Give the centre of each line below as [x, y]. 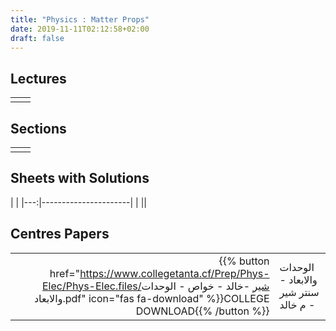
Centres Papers [60, 234]
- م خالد [297, 304]
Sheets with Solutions [80, 178]
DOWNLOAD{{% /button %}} [202, 311]
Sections [38, 128]
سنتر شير [299, 292]
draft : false [37, 38]
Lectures [38, 78]
